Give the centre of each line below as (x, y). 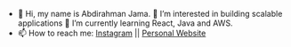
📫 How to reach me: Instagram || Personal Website (112, 33)
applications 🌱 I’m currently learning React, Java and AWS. (125, 23)
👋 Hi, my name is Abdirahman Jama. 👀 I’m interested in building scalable (150, 14)
